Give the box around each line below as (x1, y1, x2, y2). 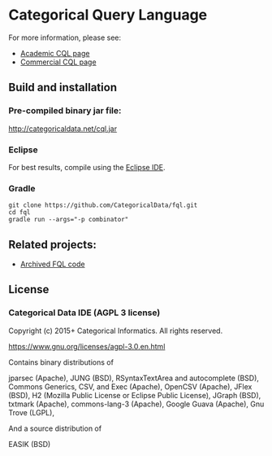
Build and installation (8, 81, 118, 94)
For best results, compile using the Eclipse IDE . (8, 162, 166, 172)
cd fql (8, 208, 31, 217)
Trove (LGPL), (8, 407, 55, 417)
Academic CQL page (19, 48, 90, 58)
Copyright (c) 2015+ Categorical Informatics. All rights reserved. (8, 326, 223, 335)
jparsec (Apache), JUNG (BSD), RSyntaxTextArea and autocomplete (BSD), (8, 373, 260, 383)
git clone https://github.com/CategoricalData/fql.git (8, 201, 198, 209)
